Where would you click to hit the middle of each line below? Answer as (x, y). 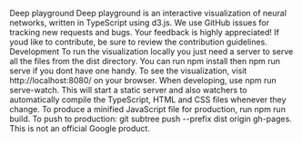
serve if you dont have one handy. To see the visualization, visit (128, 71)
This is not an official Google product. (80, 129)
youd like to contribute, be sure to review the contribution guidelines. (139, 42)
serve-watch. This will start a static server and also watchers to (128, 90)
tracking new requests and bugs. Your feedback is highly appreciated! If (145, 32)
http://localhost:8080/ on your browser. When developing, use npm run (143, 80)
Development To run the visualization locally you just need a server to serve (151, 52)
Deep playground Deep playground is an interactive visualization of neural (148, 13)
